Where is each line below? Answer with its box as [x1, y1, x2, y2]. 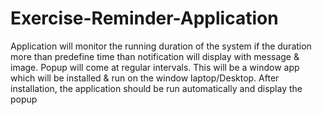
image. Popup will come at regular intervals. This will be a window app [10, 61, 300, 73]
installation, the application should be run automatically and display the [10, 82, 303, 94]
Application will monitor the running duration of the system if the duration [10, 40, 312, 52]
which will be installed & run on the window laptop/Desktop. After [10, 72, 280, 84]
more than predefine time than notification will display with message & [10, 50, 300, 62]
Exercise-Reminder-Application [10, 7, 279, 30]
